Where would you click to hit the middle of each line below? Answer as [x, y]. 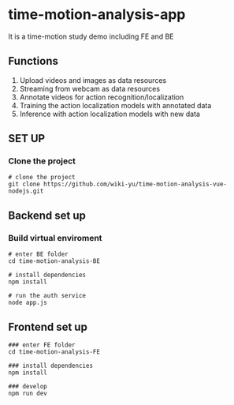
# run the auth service [47, 296]
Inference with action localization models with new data [110, 114]
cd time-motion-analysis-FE [54, 352]
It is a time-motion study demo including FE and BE [91, 36]
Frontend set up [48, 326]
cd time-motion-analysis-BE [54, 261]
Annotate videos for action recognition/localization [102, 97]
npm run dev [28, 393]
